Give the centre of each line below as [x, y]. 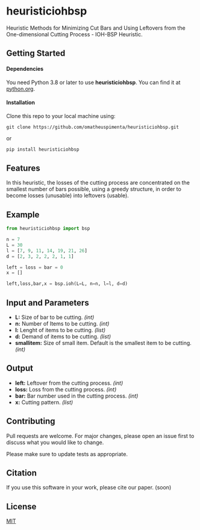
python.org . [20, 88]
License [21, 506]
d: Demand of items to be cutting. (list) [63, 336]
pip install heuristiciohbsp [43, 149]
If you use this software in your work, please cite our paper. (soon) [89, 488]
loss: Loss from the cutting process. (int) [66, 389]
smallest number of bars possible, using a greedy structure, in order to [94, 189]
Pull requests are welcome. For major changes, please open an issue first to [100, 436]
